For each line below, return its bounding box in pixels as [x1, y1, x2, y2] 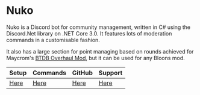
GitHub [72, 69, 93, 77]
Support [98, 69, 123, 77]
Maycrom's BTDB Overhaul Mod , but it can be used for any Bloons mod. [6, 54, 185, 61]
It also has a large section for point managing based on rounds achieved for [6, 47, 194, 55]
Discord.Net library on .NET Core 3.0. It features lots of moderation [6, 29, 172, 37]
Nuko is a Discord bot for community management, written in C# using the [6, 23, 191, 31]
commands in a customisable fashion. [6, 36, 101, 43]
